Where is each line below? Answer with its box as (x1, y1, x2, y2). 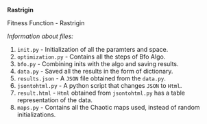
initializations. (16, 110, 56, 119)
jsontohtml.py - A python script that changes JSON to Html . (16, 82, 182, 89)
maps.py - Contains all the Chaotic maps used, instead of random (16, 104, 200, 111)
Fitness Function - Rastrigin (7, 19, 85, 27)
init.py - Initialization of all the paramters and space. (16, 46, 169, 53)
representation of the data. (16, 96, 93, 104)
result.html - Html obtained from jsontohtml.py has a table (16, 89, 186, 97)
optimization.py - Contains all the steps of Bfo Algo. (16, 52, 166, 61)
